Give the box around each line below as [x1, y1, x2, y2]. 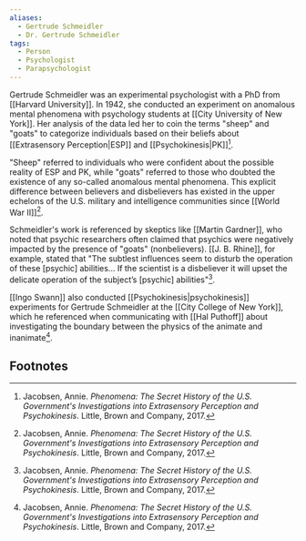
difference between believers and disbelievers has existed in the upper [9, 186, 276, 197]
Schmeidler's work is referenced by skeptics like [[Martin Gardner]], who [9, 224, 283, 235]
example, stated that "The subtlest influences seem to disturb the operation [9, 253, 293, 264]
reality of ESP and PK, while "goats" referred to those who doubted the [9, 166, 276, 178]
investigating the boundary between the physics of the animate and [9, 321, 263, 332]
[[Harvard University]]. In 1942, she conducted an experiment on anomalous [9, 98, 296, 109]
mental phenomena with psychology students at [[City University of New [9, 108, 282, 119]
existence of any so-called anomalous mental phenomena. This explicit [9, 176, 276, 187]
